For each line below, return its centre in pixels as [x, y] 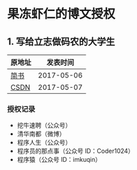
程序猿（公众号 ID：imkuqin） [59, 160]
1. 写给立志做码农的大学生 [61, 41]
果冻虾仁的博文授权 [61, 14]
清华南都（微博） [41, 134]
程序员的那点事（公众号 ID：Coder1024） [76, 151]
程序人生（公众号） [44, 143]
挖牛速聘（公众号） [44, 125]
